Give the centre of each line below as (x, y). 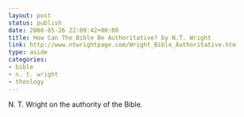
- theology (26, 81)
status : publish (35, 23)
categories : (28, 60)
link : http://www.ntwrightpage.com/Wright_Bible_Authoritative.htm (122, 45)
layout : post (30, 15)
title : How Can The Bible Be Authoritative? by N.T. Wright (110, 38)
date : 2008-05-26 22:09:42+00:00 (64, 30)
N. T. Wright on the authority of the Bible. (76, 104)
